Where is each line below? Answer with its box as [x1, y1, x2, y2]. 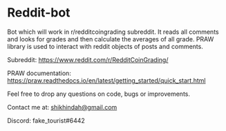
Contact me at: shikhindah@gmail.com [7, 103, 117, 111]
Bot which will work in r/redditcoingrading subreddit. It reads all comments [7, 28, 219, 36]
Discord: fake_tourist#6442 [7, 116, 85, 125]
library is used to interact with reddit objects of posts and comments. [7, 42, 204, 50]
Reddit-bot [7, 5, 70, 21]
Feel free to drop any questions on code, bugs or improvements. [7, 90, 191, 98]
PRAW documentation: [7, 69, 71, 77]
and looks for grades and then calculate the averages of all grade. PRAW [7, 34, 214, 43]
